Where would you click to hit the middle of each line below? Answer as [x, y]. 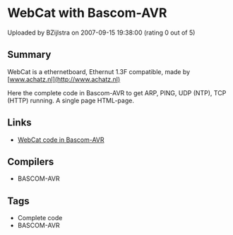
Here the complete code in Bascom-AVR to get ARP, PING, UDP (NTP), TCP [117, 92]
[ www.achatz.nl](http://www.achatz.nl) [64, 79]
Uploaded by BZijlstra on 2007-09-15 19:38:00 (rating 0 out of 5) [101, 32]
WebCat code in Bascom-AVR [61, 140]
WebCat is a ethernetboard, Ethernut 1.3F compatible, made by [99, 71]
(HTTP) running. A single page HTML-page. [71, 100]
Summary [29, 55]
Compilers [31, 161]
